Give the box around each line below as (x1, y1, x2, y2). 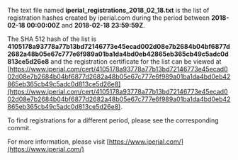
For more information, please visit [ (7, 137, 110, 146)
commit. (7, 124, 31, 132)
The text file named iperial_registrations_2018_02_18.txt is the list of (7, 6, 210, 14)
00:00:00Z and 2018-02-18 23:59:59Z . (26, 21, 145, 29)
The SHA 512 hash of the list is (7, 35, 97, 43)
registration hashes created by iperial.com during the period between (7, 13, 210, 22)
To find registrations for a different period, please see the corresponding (7, 116, 219, 125)
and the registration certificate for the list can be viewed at (50, 57, 222, 66)
